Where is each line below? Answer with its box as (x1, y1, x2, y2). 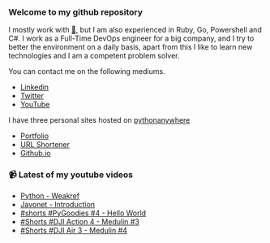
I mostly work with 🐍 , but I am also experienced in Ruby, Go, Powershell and (8, 25, 262, 35)
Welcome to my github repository (8, 7, 144, 18)
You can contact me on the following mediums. (8, 67, 165, 76)
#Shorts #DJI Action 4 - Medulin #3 (19, 216, 139, 226)
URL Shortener (19, 140, 71, 150)
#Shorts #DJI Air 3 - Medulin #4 (19, 225, 128, 235)
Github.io (19, 149, 51, 158)
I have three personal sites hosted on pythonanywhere (8, 115, 191, 125)
